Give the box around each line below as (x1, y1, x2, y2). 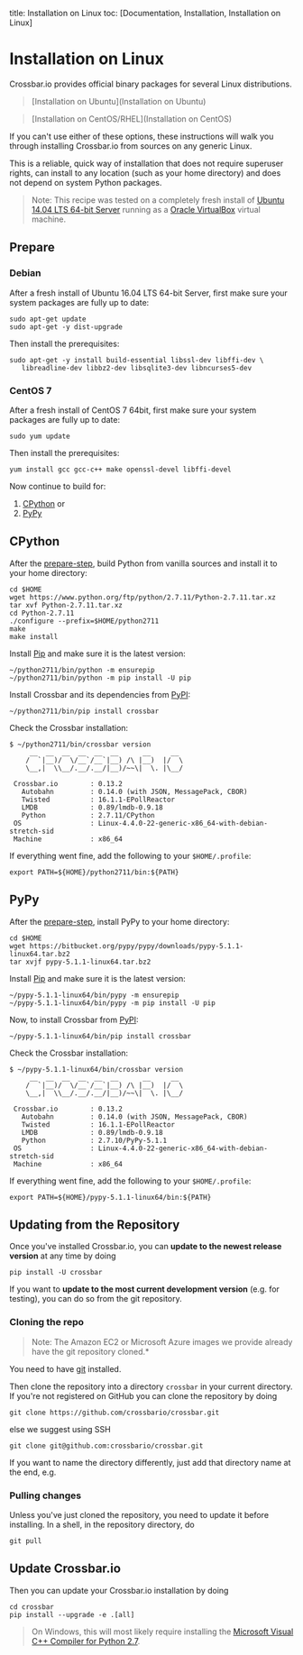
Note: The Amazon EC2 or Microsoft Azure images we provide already (31, 1336, 293, 1347)
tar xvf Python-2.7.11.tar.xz (9, 600, 124, 609)
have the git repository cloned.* (31, 1346, 150, 1357)
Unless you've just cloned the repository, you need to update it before (9, 1509, 269, 1520)
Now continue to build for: (9, 480, 106, 491)
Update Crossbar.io (9, 1561, 122, 1577)
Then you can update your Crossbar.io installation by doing (9, 1585, 229, 1596)
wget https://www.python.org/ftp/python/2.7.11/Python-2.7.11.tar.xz (9, 592, 277, 602)
